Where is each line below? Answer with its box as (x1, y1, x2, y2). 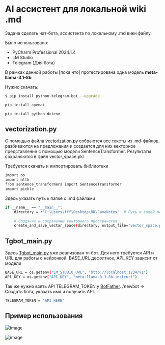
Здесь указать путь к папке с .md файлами (5, 195, 95, 201)
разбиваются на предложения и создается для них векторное (5, 143, 136, 149)
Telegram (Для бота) (12, 60, 55, 65)
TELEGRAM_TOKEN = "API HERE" (5, 298, 65, 303)
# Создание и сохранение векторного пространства (14, 219, 118, 223)
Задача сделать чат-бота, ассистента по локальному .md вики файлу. (5, 30, 152, 36)
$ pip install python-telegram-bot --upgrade (5, 94, 100, 98)
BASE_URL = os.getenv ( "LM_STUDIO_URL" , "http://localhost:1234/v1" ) (5, 270, 148, 275)
